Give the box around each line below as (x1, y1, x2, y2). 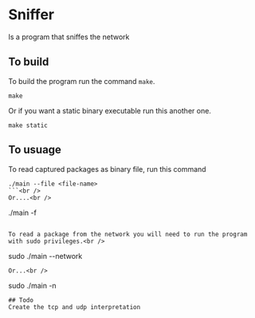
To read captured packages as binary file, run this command (8, 164, 206, 173)
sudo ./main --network (8, 251, 83, 260)
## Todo (8, 296, 34, 304)
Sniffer (8, 6, 54, 24)
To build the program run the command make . (8, 76, 155, 85)
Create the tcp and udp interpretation (8, 303, 141, 311)
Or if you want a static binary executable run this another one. (8, 105, 211, 115)
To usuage (8, 143, 62, 157)
